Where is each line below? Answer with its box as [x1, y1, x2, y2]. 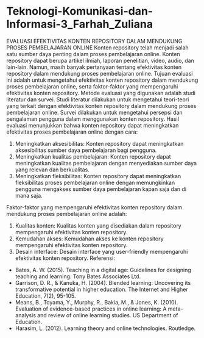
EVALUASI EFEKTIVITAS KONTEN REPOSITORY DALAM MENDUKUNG [6, 37, 183, 45]
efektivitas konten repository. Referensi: [15, 254, 116, 262]
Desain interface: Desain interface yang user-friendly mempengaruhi [15, 248, 188, 255]
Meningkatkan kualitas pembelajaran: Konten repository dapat [15, 153, 172, 160]
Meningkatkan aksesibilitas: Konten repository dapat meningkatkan [15, 140, 184, 147]
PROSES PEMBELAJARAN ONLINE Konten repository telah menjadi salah [6, 44, 189, 51]
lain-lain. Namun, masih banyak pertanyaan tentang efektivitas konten [6, 63, 181, 71]
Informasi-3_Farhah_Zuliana [6, 17, 153, 31]
